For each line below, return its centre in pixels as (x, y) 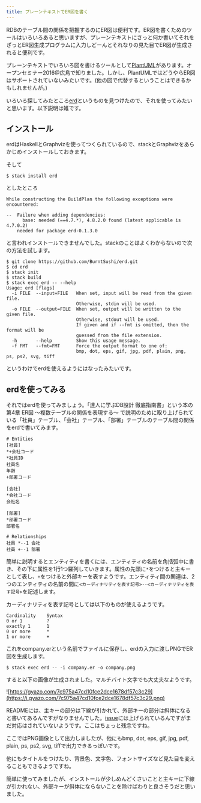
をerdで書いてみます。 (34, 427)
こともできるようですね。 (43, 766)
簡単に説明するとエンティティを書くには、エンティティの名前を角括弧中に (97, 562)
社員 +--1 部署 (23, 550)
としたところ (22, 188)
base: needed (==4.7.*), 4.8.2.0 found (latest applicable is (101, 220)
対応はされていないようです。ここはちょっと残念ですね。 (82, 725)
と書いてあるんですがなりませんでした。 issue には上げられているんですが (96, 718)
